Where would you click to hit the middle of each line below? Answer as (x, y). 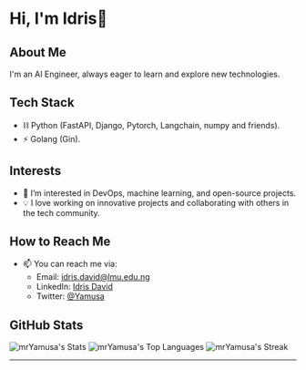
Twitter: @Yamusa (70, 296)
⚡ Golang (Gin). (51, 139)
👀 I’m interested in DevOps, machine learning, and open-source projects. (159, 193)
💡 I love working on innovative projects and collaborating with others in (156, 202)
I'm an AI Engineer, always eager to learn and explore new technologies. (145, 74)
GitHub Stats (46, 325)
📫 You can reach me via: (70, 264)
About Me (38, 52)
